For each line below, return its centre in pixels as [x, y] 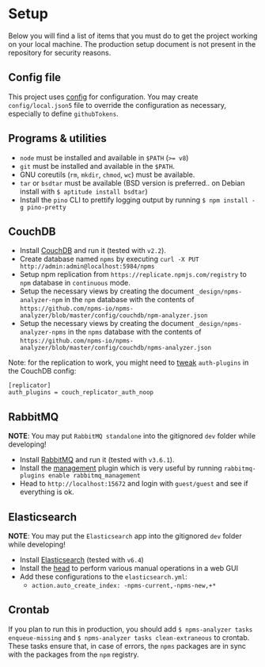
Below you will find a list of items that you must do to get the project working [133, 36]
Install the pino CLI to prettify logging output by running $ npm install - [137, 200]
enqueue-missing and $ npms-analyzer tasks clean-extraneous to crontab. [129, 637]
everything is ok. [47, 492]
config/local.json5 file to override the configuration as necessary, [117, 105]
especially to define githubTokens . [63, 113]
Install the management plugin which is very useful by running [121, 468]
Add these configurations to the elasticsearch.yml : [103, 577]
